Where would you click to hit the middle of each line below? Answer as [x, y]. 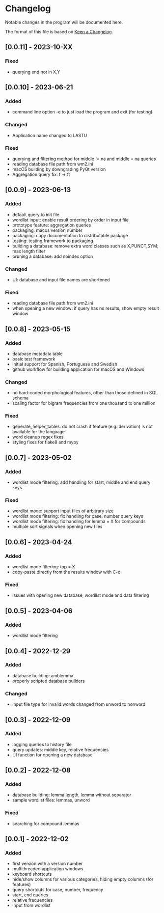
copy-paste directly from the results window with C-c [66, 572]
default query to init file [36, 215]
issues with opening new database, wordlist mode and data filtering [81, 595]
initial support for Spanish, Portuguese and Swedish [65, 364]
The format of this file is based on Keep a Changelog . [59, 31]
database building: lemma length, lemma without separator [72, 795]
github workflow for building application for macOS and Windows [78, 369]
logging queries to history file [42, 744]
